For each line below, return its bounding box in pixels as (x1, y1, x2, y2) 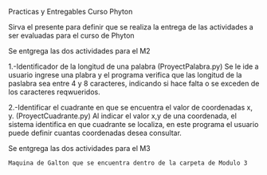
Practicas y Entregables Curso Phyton (8, 7, 133, 16)
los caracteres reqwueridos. (8, 87, 101, 97)
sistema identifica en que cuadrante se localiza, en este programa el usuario (8, 120, 259, 129)
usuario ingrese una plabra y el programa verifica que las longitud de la (8, 70, 242, 79)
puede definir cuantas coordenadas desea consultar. (8, 128, 182, 137)
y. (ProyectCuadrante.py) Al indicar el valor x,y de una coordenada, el (8, 111, 238, 121)
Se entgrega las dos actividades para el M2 (8, 46, 151, 55)
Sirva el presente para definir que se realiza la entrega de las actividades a (8, 22, 253, 31)
